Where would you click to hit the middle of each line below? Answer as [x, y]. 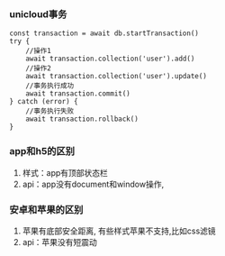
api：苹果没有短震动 [59, 242]
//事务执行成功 [50, 86]
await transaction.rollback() [82, 119]
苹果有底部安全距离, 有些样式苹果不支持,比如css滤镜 [119, 231]
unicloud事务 [38, 14]
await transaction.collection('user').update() [116, 77]
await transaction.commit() [78, 94]
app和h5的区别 [42, 151]
